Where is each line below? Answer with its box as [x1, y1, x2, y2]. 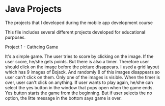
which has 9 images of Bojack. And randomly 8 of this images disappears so [5, 69, 160, 75]
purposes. [5, 34, 26, 40]
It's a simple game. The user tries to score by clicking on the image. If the [5, 53, 154, 59]
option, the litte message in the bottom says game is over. [5, 95, 122, 101]
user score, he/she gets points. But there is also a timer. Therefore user [5, 58, 149, 64]
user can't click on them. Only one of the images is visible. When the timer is [5, 74, 160, 80]
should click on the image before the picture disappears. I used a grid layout [5, 64, 160, 70]
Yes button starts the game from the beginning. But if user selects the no [5, 90, 152, 96]
